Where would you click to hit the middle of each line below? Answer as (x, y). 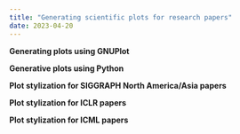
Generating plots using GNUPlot (69, 51)
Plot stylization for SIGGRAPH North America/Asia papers (118, 85)
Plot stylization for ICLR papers (68, 102)
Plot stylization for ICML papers (69, 120)
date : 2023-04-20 (41, 26)
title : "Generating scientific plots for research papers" (121, 17)
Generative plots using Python (67, 68)
